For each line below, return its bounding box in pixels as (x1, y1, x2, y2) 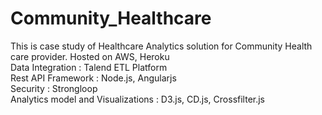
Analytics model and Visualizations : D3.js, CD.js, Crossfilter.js (10, 93, 266, 105)
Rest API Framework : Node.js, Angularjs (10, 72, 177, 84)
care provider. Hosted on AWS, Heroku (10, 50, 170, 62)
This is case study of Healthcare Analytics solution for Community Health (10, 40, 313, 52)
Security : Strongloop (10, 82, 98, 94)
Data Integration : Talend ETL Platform (10, 61, 168, 73)
